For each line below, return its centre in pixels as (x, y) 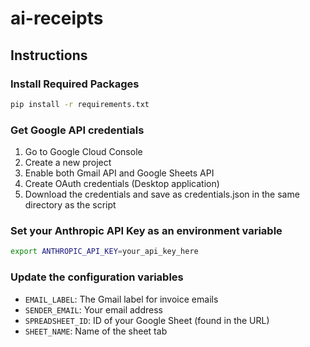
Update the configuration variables (97, 277)
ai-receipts (57, 18)
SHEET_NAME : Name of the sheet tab (96, 331)
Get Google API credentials (77, 130)
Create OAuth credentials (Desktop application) (122, 184)
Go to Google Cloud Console (83, 152)
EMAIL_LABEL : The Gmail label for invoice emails (121, 299)
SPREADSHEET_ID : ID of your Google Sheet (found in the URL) (147, 320)
